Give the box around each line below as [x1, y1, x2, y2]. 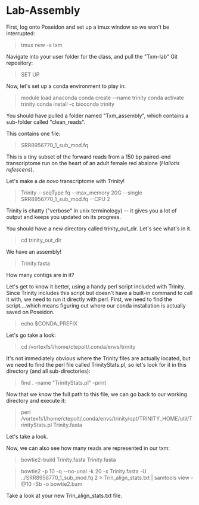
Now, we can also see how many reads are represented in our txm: [6, 444, 170, 452]
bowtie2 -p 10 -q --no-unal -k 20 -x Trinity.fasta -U [20, 467, 147, 474]
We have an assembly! [6, 248, 61, 255]
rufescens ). [6, 166, 35, 173]
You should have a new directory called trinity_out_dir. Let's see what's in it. [6, 225, 192, 232]
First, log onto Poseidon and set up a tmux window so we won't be [6, 23, 170, 31]
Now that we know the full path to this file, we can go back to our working [6, 390, 188, 398]
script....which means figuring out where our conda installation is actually [6, 302, 186, 309]
